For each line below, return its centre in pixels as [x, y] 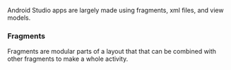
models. [19, 18]
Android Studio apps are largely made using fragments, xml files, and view [115, 10]
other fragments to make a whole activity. [68, 59]
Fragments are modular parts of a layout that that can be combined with [112, 52]
